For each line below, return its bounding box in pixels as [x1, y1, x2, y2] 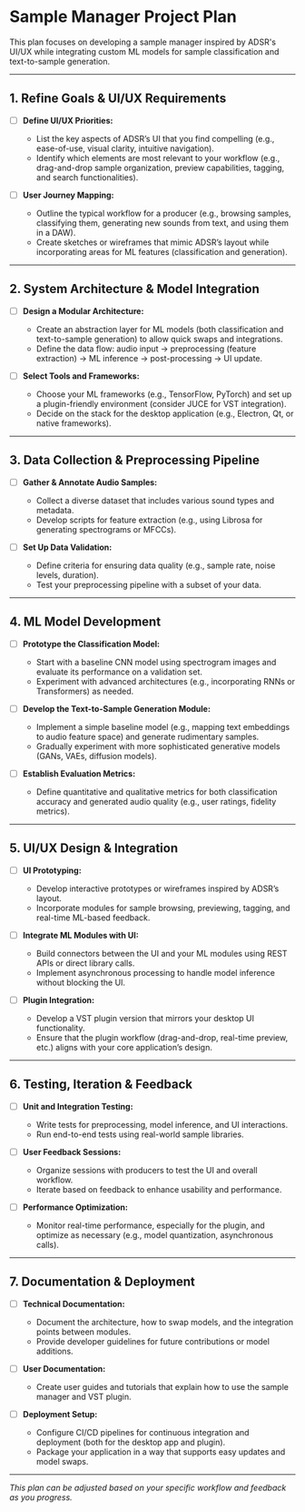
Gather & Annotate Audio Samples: [22, 476, 158, 488]
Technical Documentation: [22, 1298, 125, 1309]
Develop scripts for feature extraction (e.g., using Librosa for [35, 514, 263, 525]
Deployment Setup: [22, 1408, 98, 1419]
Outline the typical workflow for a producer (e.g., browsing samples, [35, 208, 292, 218]
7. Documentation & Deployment [9, 1274, 195, 1290]
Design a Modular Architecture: [22, 305, 144, 316]
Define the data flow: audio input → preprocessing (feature [35, 343, 257, 354]
